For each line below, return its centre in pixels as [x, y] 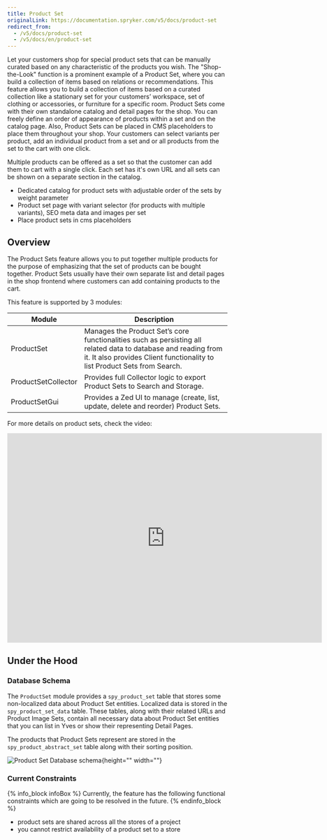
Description [154, 319]
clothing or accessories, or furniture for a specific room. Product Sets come [116, 104]
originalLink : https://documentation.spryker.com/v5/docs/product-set [112, 20]
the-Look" [22, 75]
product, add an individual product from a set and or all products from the [113, 141]
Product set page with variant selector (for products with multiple [111, 205]
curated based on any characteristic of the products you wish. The [103, 67]
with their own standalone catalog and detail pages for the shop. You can [112, 112]
